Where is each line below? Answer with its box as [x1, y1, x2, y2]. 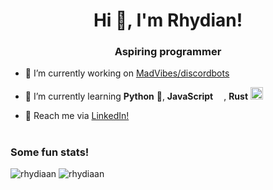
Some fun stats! [10, 145, 90, 159]
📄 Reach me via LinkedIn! [24, 110, 130, 122]
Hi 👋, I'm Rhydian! [93, 9, 243, 32]
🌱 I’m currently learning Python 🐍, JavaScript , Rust [24, 90, 249, 103]
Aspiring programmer [114, 45, 222, 59]
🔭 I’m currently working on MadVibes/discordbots [24, 67, 230, 79]
